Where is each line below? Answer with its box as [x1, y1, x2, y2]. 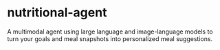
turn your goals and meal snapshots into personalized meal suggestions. [7, 34, 213, 42]
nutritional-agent [7, 5, 107, 21]
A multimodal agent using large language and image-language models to [7, 27, 213, 36]
